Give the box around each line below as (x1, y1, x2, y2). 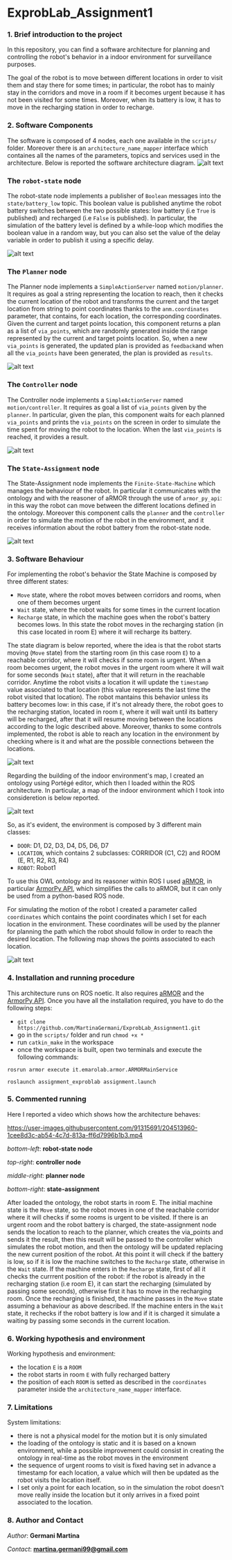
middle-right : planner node (7, 1171, 85, 1179)
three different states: (7, 577, 69, 586)
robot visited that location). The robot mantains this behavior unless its (7, 693, 209, 701)
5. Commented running (7, 1094, 87, 1104)
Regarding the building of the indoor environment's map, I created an (7, 771, 204, 780)
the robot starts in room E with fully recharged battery (17, 1370, 171, 1379)
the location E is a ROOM (17, 1363, 82, 1372)
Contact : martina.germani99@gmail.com (7, 1545, 128, 1553)
